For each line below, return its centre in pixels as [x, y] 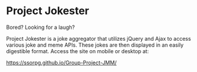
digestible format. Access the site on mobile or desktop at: [78, 51]
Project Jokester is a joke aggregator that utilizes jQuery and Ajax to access [99, 38]
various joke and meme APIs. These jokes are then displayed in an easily [95, 45]
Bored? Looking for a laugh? [41, 27]
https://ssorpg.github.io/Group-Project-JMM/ [61, 63]
